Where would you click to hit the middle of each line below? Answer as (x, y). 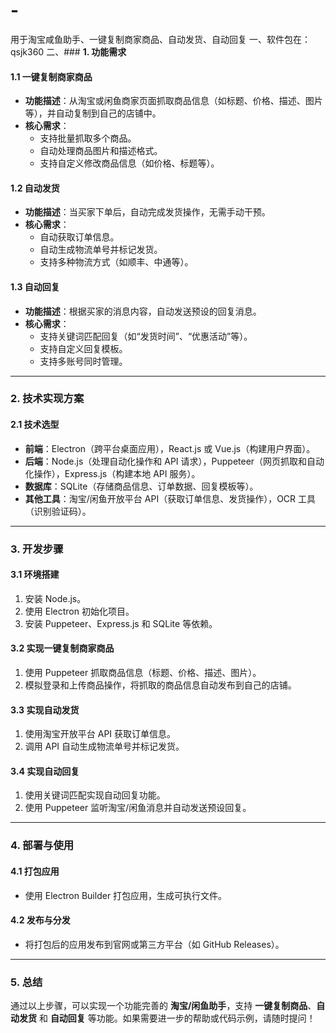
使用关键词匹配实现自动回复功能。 (95, 795)
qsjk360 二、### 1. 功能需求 (68, 51)
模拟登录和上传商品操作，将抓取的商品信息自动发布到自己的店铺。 (160, 685)
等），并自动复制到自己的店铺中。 (93, 113)
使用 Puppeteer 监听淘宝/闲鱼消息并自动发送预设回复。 (138, 808)
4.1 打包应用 (35, 871)
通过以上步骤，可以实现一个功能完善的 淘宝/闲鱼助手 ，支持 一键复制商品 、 (163, 1006)
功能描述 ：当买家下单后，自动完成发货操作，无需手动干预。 (147, 212)
